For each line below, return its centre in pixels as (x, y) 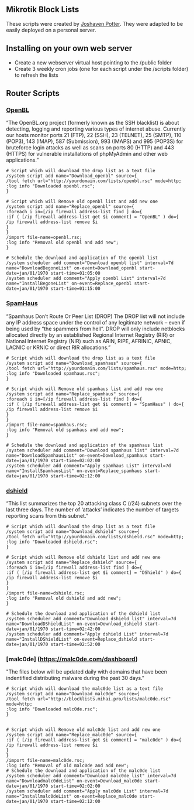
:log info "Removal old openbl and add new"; (62, 242)
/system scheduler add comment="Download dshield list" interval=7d (91, 618)
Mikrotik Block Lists (43, 10)
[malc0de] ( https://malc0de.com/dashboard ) (72, 659)
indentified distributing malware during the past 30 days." (75, 678)
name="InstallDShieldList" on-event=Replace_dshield (72, 639)
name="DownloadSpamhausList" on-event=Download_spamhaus (77, 455)
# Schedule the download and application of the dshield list (83, 614)
